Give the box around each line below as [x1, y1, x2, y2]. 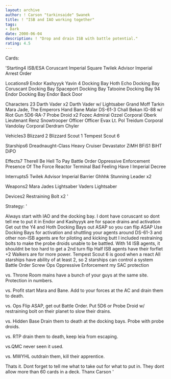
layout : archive [5, 7, 40, 13]
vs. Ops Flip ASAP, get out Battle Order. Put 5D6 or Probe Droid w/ [5, 303, 145, 309]
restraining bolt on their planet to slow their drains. [5, 308, 111, 314]
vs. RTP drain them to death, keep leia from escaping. [5, 333, 118, 340]
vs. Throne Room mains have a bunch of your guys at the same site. [5, 272, 149, 278]
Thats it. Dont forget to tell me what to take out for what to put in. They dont [5, 363, 164, 369]
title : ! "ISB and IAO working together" [5, 17, 95, 22]
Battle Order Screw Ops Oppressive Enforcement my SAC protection [5, 262, 149, 268]
